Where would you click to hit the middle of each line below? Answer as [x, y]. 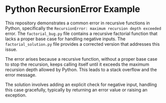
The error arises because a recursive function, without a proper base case [81, 59]
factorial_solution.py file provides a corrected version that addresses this [83, 44]
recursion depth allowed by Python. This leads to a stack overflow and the [81, 69]
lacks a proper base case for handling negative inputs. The [65, 39]
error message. [21, 75]
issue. [11, 49]
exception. [16, 95]
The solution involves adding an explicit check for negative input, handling [81, 84]
